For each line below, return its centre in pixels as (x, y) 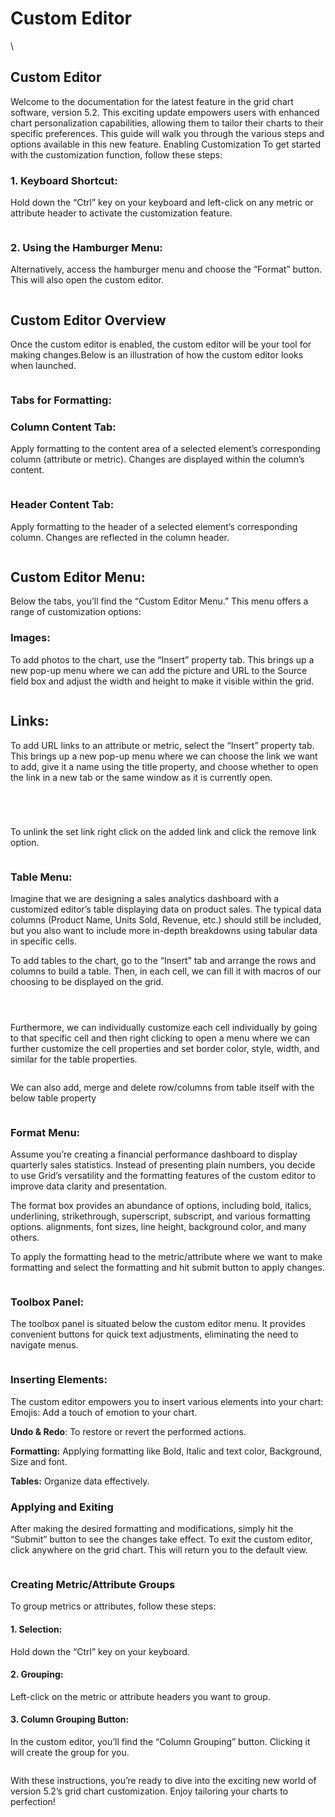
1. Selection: (36, 1629)
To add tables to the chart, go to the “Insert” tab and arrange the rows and (163, 960)
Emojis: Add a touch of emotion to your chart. (104, 1412)
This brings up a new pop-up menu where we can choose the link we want (164, 756)
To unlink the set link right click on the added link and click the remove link (163, 831)
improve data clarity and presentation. (89, 1186)
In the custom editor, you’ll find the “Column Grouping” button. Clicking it (160, 1741)
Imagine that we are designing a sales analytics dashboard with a (145, 898)
